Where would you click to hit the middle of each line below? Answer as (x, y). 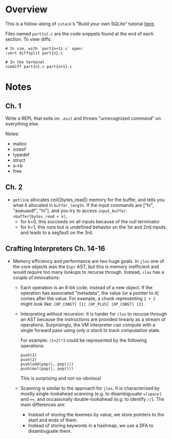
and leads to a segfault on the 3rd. (57, 232)
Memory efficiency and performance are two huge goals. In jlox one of (88, 261)
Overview (26, 10)
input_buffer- (113, 211)
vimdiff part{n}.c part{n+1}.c (39, 66)
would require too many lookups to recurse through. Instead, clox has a (88, 272)
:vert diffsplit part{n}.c (34, 53)
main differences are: (43, 405)
